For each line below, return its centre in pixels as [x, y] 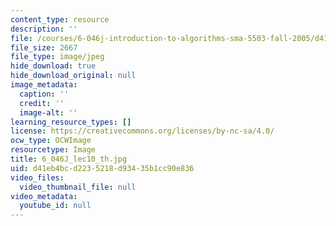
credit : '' [42, 103]
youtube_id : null [55, 206]
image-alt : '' [48, 112]
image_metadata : [44, 85]
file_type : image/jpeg [57, 57]
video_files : [37, 177]
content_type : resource [60, 19]
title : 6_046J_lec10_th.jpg [69, 159]
